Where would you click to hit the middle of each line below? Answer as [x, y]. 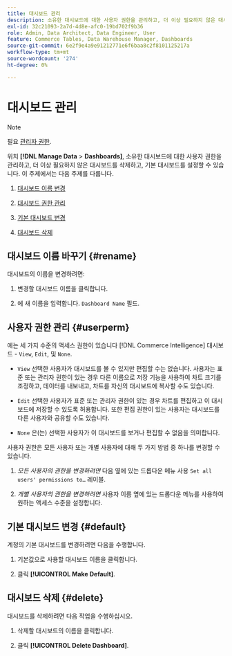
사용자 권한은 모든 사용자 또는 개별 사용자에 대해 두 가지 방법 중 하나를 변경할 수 [114, 448]
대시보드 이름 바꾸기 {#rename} [72, 256]
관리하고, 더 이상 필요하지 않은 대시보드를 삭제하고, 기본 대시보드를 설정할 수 [109, 165]
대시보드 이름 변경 [41, 188]
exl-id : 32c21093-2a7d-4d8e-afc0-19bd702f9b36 [75, 26]
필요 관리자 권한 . [29, 141]
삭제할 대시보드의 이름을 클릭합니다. [65, 630]
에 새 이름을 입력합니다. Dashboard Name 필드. [78, 303]
